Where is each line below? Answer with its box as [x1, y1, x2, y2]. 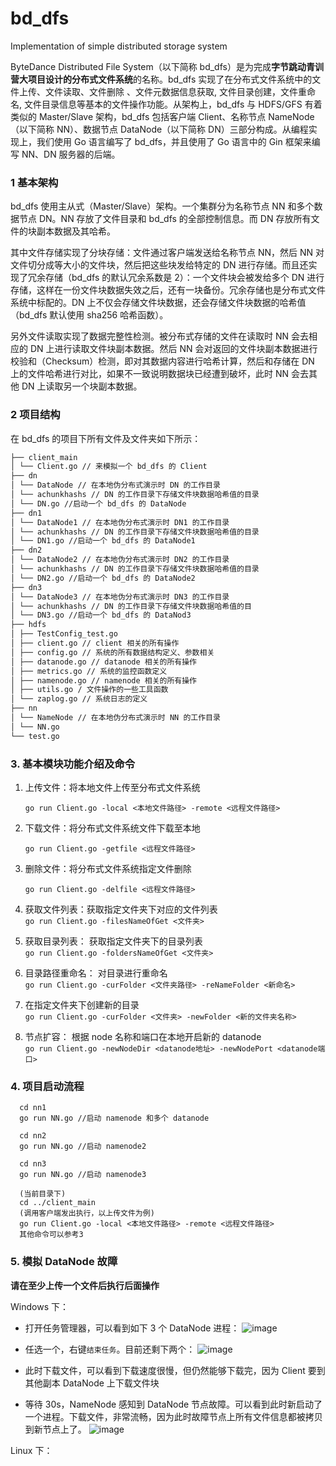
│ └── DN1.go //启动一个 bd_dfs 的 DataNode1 [10, 536, 196, 546]
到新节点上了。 [24, 1423, 87, 1435]
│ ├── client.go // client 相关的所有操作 [10, 638, 180, 649]
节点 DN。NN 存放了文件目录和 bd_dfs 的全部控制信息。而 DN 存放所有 [18, 213, 312, 225]
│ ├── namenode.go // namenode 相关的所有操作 [10, 675, 197, 686]
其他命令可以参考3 [19, 1230, 84, 1240]
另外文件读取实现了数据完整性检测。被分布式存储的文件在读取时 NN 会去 [10, 330, 309, 342]
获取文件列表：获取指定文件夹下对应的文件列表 [24, 903, 218, 915]
